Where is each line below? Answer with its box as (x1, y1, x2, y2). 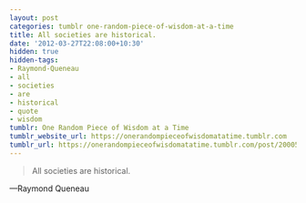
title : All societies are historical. (9, 30, 157, 39)
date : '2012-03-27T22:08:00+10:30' (9, 38, 145, 48)
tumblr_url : (9, 140, 55, 149)
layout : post (9, 13, 59, 23)
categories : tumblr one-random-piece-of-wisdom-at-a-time (9, 22, 234, 31)
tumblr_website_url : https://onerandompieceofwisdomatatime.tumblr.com (9, 132, 287, 141)
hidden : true (9, 47, 59, 56)
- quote (9, 107, 39, 116)
